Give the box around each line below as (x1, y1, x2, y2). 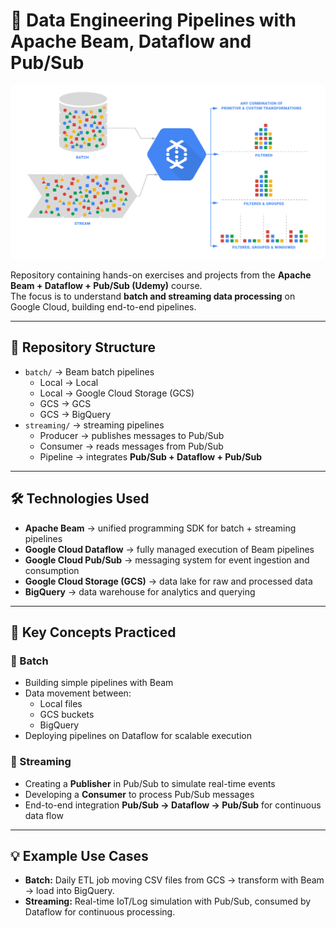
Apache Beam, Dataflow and (10, 30, 252, 53)
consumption (24, 564, 80, 576)
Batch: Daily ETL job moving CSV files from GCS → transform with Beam (24, 874, 325, 886)
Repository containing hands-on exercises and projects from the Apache (10, 269, 312, 281)
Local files (39, 698, 83, 710)
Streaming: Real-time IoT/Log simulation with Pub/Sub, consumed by (24, 895, 312, 908)
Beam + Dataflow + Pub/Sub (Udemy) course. (10, 280, 203, 292)
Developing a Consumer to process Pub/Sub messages (24, 788, 255, 800)
